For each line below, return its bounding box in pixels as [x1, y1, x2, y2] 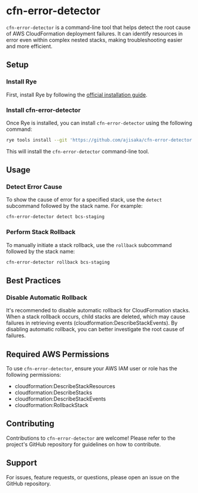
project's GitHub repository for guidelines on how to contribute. [6, 440, 161, 448]
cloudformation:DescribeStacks [14, 389, 92, 396]
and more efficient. [6, 43, 53, 50]
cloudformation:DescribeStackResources [14, 383, 116, 390]
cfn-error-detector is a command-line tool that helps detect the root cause [6, 24, 191, 31]
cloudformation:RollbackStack [14, 402, 89, 409]
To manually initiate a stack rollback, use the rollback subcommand [6, 241, 172, 248]
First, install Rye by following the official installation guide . [6, 91, 148, 98]
